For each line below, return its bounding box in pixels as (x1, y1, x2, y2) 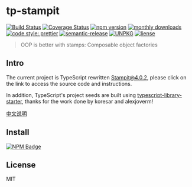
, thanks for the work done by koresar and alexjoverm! (21, 98, 154, 105)
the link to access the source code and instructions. (6, 80, 132, 87)
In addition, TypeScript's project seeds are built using (6, 91, 136, 98)
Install (6, 128, 30, 138)
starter (6, 98, 22, 105)
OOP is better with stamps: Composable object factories (20, 41, 158, 48)
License (6, 160, 36, 170)
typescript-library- (137, 91, 182, 98)
